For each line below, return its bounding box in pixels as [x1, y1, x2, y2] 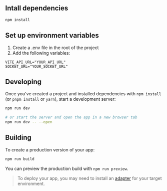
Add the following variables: [12, 50, 70, 56]
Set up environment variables [5, 31, 99, 40]
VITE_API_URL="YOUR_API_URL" [5, 60, 66, 65]
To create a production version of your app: [5, 146, 95, 152]
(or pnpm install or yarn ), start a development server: [5, 96, 116, 102]
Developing [5, 77, 41, 86]
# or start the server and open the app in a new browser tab [5, 115, 137, 120]
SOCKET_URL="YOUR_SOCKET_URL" [5, 64, 68, 69]
